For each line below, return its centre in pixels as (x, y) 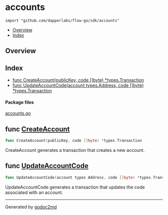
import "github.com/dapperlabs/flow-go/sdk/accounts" (62, 21)
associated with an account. (34, 192)
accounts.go (18, 113)
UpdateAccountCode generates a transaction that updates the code (75, 187)
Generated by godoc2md (31, 206)
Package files (19, 102)
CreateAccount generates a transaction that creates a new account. (75, 150)
